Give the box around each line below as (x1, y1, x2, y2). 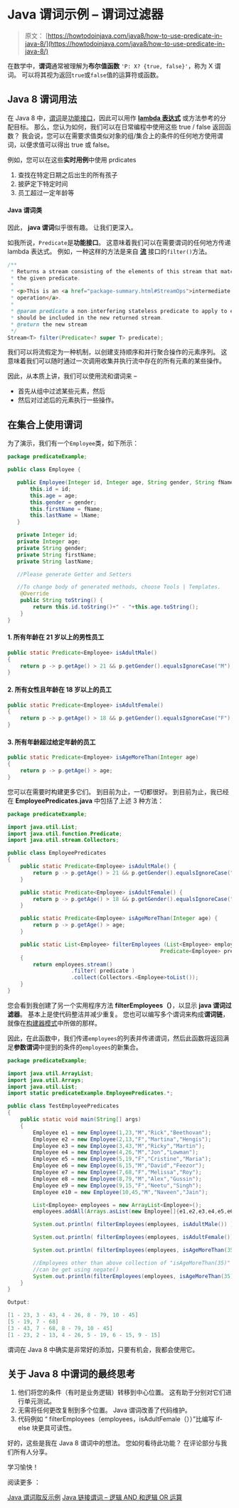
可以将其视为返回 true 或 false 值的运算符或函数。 (21, 70, 163, 79)
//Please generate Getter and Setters (16, 571, 132, 578)
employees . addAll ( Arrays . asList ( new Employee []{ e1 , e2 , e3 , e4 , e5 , (33, 1208, 228, 1216)
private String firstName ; (16, 551, 97, 559)
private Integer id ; (16, 532, 78, 539)
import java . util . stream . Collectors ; (7, 837, 119, 844)
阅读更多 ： (7, 1478, 41, 1487)
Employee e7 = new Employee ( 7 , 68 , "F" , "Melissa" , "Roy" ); (33, 1169, 202, 1176)
